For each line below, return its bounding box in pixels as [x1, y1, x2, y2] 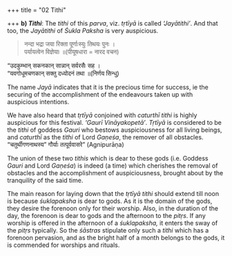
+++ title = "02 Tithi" [7, 6, 66, 14]
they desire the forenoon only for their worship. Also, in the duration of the [7, 204, 219, 213]
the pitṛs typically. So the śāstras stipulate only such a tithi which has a [7, 226, 209, 234]
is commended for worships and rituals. [7, 241, 120, 249]
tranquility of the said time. [7, 176, 84, 184]
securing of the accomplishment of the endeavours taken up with [7, 90, 193, 99]
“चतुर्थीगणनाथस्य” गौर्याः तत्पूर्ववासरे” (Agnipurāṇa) [7, 141, 124, 148]
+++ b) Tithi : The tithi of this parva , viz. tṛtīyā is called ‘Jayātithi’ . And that [7, 19, 219, 27]
